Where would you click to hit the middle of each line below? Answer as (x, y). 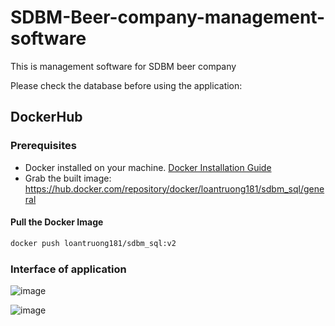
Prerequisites (43, 146)
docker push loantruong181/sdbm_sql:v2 (93, 243)
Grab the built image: (68, 178)
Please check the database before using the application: (126, 85)
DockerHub (46, 117)
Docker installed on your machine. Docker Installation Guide (148, 167)
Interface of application (68, 269)
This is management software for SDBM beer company (123, 66)
